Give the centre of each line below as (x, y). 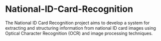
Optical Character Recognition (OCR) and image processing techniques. (79, 33)
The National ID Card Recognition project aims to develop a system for (78, 23)
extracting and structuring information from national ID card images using (80, 28)
